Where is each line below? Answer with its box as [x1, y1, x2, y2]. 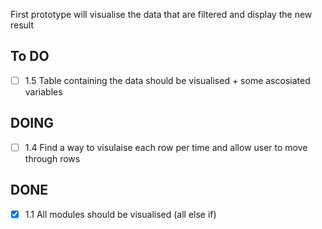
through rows [24, 152, 81, 164]
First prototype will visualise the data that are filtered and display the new [10, 9, 313, 20]
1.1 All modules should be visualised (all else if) [24, 208, 217, 220]
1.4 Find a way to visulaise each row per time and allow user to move [24, 141, 308, 153]
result [10, 19, 35, 31]
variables [24, 85, 63, 98]
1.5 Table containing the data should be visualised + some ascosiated [24, 74, 311, 86]
